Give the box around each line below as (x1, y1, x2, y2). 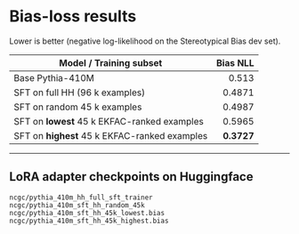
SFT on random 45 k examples (13, 101, 142, 113)
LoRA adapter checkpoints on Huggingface (9, 169, 254, 184)
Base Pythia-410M (13, 71, 95, 84)
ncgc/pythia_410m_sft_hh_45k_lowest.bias (9, 208, 166, 217)
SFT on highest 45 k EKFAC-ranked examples (13, 129, 208, 141)
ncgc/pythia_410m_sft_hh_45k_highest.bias (9, 216, 169, 225)
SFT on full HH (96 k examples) (13, 86, 145, 99)
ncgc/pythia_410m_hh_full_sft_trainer (9, 193, 153, 202)
